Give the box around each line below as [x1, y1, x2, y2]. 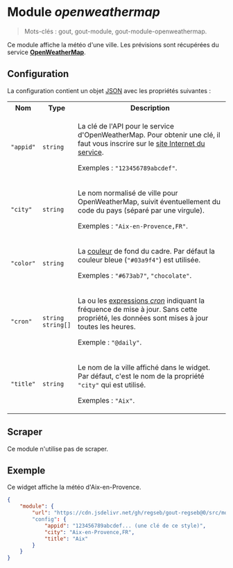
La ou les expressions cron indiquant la [77, 296, 205, 306]
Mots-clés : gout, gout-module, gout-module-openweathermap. [24, 27, 207, 35]
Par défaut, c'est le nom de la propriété [77, 371, 205, 381]
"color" [10, 259, 36, 267]
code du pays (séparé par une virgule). [77, 206, 205, 215]
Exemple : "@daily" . [77, 337, 142, 347]
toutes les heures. [77, 321, 137, 331]
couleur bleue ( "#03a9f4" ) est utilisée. [77, 255, 201, 265]
